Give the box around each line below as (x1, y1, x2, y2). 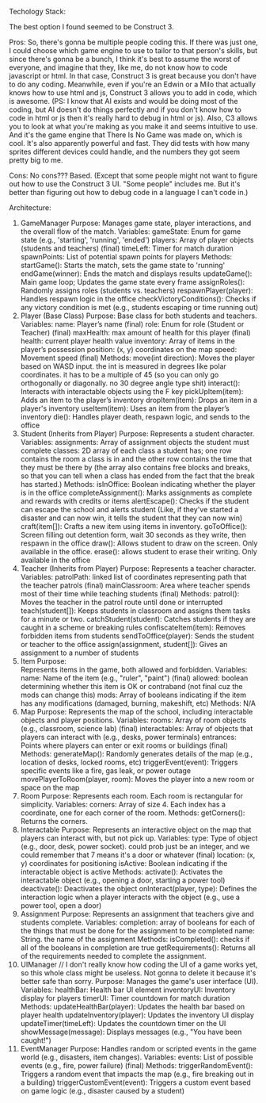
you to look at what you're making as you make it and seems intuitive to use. (9, 122, 258, 131)
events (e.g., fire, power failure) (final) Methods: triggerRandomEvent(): (20, 1061, 253, 1070)
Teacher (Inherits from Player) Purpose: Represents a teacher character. (20, 564, 256, 573)
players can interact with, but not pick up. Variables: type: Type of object (20, 833, 258, 843)
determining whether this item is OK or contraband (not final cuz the (20, 682, 244, 691)
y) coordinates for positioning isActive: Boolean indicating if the (20, 859, 228, 867)
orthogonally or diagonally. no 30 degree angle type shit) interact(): (20, 378, 241, 388)
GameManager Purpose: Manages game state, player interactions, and (20, 218, 252, 228)
